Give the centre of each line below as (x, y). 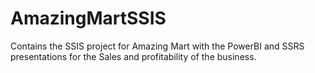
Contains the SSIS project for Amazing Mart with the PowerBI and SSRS (157, 46)
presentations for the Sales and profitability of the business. (133, 56)
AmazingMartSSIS (88, 18)
